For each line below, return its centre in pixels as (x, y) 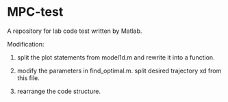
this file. (28, 78)
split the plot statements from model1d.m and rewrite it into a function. (116, 57)
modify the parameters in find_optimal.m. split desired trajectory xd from (119, 71)
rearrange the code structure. (59, 91)
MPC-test (35, 12)
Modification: (26, 44)
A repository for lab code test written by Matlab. (75, 31)
